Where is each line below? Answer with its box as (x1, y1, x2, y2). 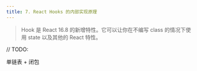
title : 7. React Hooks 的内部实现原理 (6, 8, 98, 15)
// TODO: (6, 46, 29, 53)
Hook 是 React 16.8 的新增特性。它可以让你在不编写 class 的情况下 (20, 26, 186, 33)
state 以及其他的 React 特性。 (28, 34, 101, 41)
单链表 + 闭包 (6, 58, 40, 65)
